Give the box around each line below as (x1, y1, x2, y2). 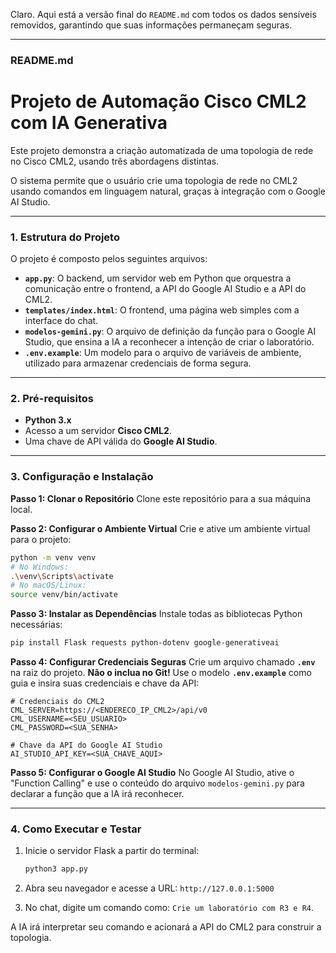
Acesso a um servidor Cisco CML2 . (24, 425, 172, 437)
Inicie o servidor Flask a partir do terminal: (24, 845, 200, 857)
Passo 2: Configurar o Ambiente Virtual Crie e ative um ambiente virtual (10, 522, 311, 534)
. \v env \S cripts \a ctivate (10, 571, 114, 581)
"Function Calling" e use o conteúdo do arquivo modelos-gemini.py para (10, 777, 305, 789)
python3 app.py (24, 864, 89, 874)
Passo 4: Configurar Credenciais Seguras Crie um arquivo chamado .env (10, 656, 316, 668)
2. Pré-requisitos (10, 392, 94, 406)
